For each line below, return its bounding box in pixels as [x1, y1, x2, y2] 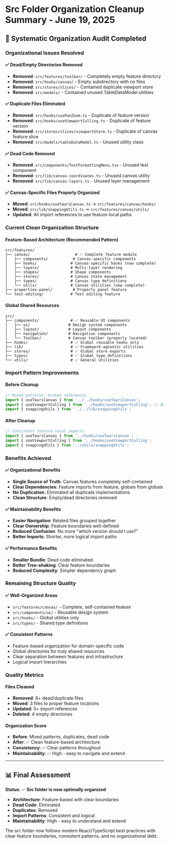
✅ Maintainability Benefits [5, 506, 61, 512]
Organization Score [5, 722, 47, 728]
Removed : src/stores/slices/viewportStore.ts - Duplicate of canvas [12, 128, 158, 134]
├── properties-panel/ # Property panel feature [5, 288, 127, 293]
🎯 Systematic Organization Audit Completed [5, 34, 147, 43]
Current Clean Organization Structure [5, 224, 99, 231]
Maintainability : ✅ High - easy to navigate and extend [12, 751, 125, 757]
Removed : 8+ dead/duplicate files [12, 695, 84, 701]
